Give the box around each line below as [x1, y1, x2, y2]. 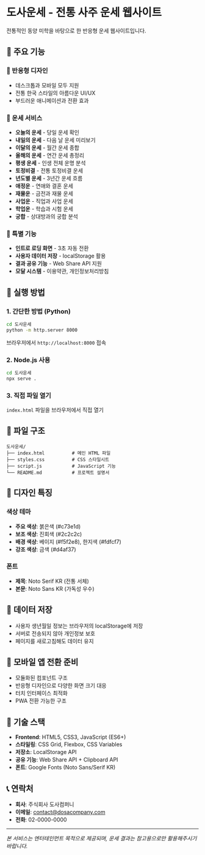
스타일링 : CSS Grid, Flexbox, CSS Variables [15, 741, 123, 748]
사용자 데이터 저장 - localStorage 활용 [15, 252, 106, 260]
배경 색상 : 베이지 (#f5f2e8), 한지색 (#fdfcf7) [15, 538, 122, 545]
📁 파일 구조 [6, 426, 46, 436]
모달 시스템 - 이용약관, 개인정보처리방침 [15, 267, 109, 275]
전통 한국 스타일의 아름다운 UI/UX [15, 89, 96, 97]
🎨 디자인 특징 [6, 487, 53, 498]
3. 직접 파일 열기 [6, 391, 52, 399]
